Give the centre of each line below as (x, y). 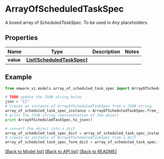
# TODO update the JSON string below (43, 97)
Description (106, 51)
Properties (21, 38)
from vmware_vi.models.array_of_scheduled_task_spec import (68, 88)
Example (19, 77)
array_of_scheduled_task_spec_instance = (48, 111)
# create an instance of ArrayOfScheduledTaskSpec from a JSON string (78, 106)
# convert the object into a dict (40, 129)
